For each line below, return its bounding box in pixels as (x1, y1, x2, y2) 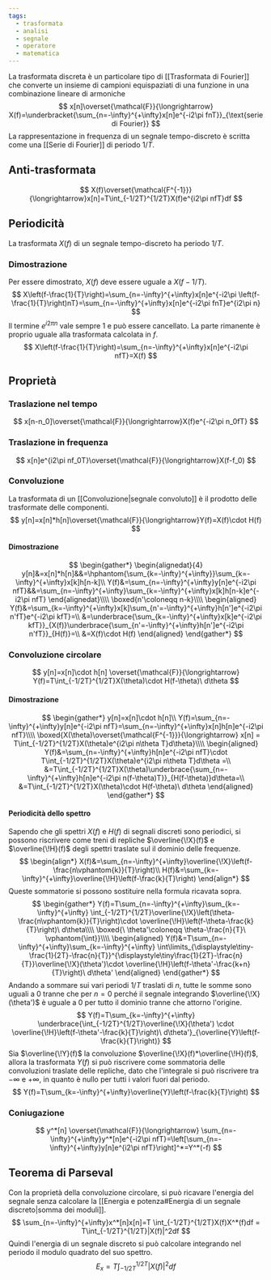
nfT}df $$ (210, 193, 243, 203)
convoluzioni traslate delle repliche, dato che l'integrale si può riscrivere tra (8, 1066, 259, 1075)
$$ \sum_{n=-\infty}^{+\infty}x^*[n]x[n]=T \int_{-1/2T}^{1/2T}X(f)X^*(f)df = (11, 1217, 260, 1227)
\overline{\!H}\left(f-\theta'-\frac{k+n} (125, 959, 251, 968)
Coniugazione (8, 1107, 65, 1118)
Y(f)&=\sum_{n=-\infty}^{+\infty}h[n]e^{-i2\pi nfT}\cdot (44, 747, 228, 757)
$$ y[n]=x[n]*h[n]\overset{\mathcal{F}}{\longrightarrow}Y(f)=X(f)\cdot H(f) (10, 515, 262, 524)
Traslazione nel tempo (8, 398, 98, 409)
